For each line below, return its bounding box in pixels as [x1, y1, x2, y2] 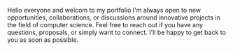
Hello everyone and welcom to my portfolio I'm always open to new [7, 6, 202, 14]
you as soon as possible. [7, 36, 79, 44]
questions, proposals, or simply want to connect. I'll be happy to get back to [7, 28, 226, 36]
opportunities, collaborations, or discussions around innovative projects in [7, 13, 220, 22]
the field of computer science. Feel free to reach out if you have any [7, 21, 204, 29]
